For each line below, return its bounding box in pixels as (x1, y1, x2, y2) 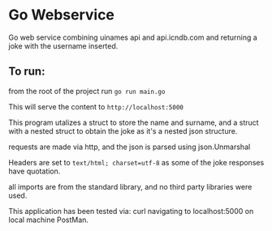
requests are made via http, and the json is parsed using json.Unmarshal (8, 142, 251, 152)
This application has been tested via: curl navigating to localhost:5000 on (8, 206, 254, 216)
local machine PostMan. (8, 215, 89, 225)
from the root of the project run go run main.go (8, 86, 166, 96)
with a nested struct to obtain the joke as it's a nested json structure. (8, 126, 238, 135)
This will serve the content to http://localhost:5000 (8, 101, 184, 111)
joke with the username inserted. (8, 41, 119, 50)
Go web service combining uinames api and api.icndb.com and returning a (8, 32, 257, 42)
